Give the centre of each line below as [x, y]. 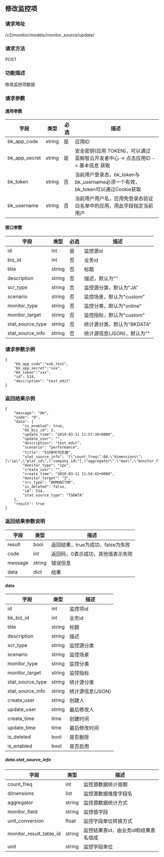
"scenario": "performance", [51, 448]
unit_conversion [26, 821]
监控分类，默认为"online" [113, 306]
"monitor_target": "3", [47, 478]
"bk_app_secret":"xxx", [38, 368]
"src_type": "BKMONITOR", [49, 483]
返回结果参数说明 [25, 521]
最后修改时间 [84, 728]
